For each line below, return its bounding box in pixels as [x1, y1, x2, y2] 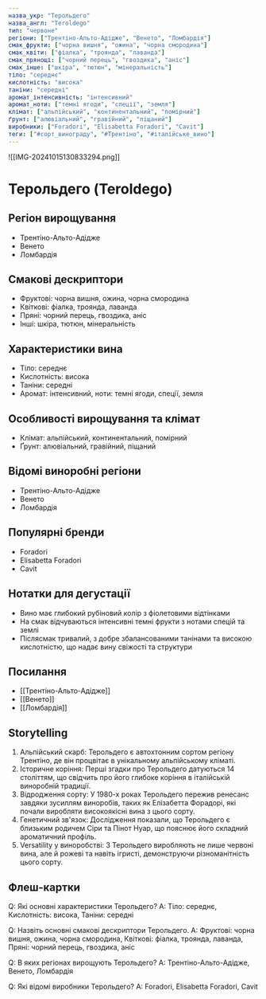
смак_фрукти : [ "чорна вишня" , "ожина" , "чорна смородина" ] [8, 41, 208, 49]
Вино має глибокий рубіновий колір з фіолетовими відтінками [19, 608, 230, 617]
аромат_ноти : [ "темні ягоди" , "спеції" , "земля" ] [8, 100, 176, 108]
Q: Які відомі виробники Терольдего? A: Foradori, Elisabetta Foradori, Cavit [8, 981, 258, 991]
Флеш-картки [8, 880, 81, 894]
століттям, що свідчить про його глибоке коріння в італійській [19, 773, 230, 782]
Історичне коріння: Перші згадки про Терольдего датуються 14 [19, 764, 235, 774]
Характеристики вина [8, 342, 123, 355]
